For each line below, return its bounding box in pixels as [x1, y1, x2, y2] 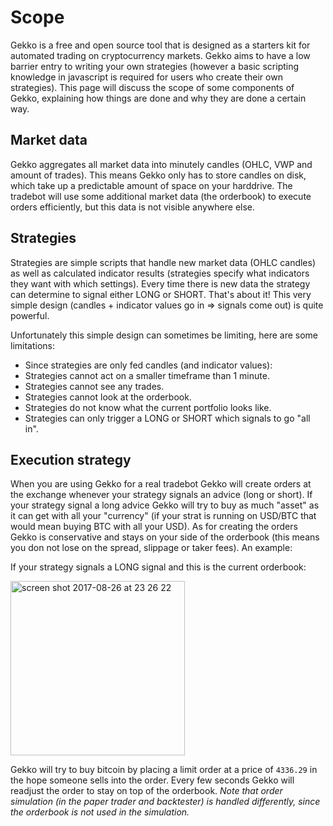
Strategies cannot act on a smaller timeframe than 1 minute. [24, 369, 270, 381]
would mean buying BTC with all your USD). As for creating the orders [10, 521, 298, 533]
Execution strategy [10, 451, 132, 468]
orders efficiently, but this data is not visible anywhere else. [10, 201, 256, 213]
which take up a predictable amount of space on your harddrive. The [10, 179, 293, 191]
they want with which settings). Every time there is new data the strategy [10, 277, 311, 290]
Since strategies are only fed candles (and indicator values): [24, 359, 273, 371]
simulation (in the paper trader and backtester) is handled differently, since [10, 796, 321, 808]
